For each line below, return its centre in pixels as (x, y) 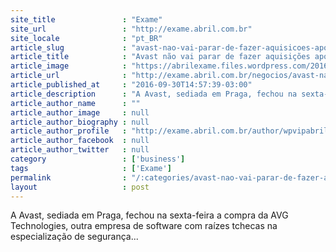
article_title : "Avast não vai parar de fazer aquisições (160, 57)
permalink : (69, 177)
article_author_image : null (80, 112)
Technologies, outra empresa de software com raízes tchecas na (144, 226)
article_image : (69, 66)
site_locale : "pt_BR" (86, 38)
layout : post (80, 187)
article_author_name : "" (75, 103)
